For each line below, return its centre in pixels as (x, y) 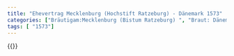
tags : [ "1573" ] (31, 26)
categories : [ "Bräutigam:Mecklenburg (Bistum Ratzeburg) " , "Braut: (109, 20)
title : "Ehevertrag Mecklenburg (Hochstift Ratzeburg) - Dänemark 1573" (115, 13)
